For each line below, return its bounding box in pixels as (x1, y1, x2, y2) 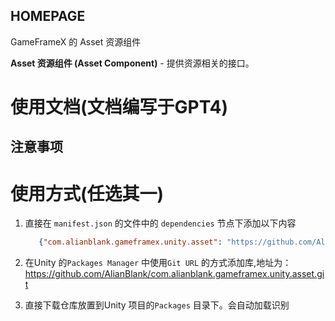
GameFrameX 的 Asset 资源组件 (10, 35, 142, 48)
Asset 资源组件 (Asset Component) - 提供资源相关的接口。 (10, 57, 255, 69)
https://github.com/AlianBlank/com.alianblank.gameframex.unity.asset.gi (24, 268, 325, 280)
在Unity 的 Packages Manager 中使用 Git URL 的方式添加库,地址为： (24, 257, 292, 269)
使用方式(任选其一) (10, 182, 165, 205)
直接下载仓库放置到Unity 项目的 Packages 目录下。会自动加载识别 (24, 299, 290, 311)
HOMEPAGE (10, 8, 86, 25)
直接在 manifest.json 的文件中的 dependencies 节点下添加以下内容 (24, 217, 297, 229)
